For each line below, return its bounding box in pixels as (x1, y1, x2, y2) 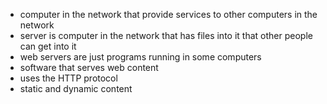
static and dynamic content (19, 83, 133, 94)
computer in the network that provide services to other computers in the (19, 9, 318, 20)
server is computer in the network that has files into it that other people (19, 30, 313, 41)
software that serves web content (19, 62, 159, 73)
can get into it (19, 40, 77, 52)
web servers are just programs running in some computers (19, 51, 262, 63)
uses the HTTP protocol (19, 72, 118, 84)
